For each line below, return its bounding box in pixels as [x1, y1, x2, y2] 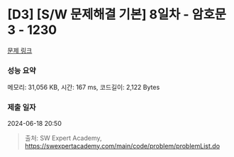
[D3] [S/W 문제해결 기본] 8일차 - [7, 6, 189, 23]
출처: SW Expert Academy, [24, 134, 102, 142]
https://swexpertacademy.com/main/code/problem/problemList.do [24, 141, 221, 150]
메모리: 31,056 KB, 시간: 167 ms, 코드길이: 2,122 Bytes [7, 83, 160, 92]
